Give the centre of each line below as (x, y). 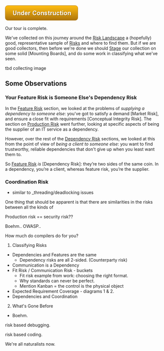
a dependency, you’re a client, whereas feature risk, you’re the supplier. (77, 169)
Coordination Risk (27, 182)
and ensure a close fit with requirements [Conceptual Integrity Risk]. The (78, 119)
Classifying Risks (29, 245)
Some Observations (36, 84)
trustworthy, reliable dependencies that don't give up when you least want (80, 149)
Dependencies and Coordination (45, 296)
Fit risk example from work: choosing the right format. (74, 275)
